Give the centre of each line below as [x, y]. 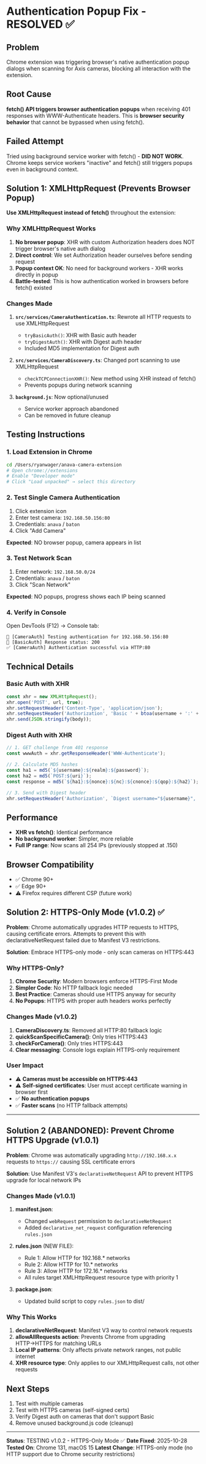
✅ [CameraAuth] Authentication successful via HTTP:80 [78, 648]
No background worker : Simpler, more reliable [74, 839]
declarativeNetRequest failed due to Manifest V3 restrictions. [83, 940]
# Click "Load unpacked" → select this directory [71, 482]
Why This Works [32, 1317]
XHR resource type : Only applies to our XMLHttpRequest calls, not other [107, 1363]
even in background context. [42, 169]
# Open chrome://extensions [42, 470]
